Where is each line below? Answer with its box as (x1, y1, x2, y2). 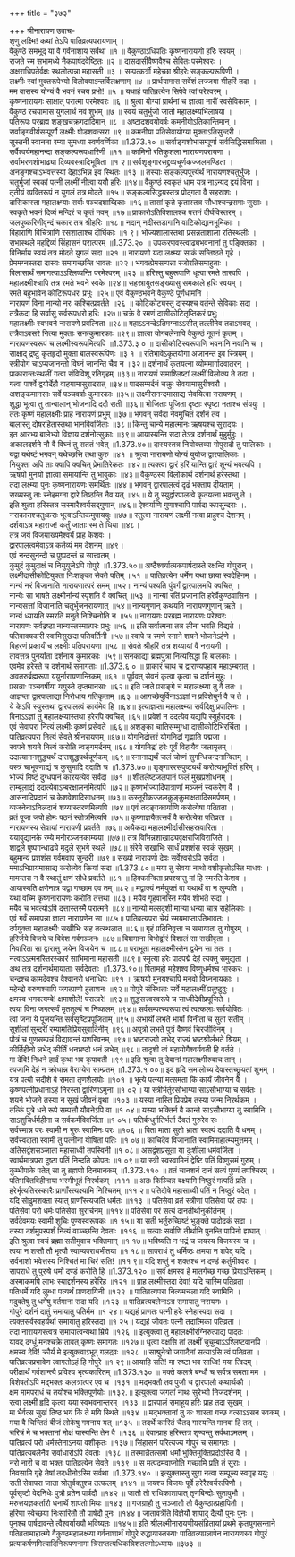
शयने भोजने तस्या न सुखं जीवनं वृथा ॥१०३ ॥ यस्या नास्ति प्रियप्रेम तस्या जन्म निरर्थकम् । (9, 1094, 257, 1105)
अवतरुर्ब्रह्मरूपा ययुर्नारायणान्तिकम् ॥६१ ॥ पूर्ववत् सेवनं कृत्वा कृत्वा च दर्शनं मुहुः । (9, 671, 233, 681)
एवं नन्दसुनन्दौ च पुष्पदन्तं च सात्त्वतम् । (9, 550, 117, 560)
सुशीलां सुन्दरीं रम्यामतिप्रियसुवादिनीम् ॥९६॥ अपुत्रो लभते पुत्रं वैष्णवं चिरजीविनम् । (9, 1024, 233, 1034)
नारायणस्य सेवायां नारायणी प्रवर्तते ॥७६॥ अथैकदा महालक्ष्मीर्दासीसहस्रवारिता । (9, 822, 225, 833)
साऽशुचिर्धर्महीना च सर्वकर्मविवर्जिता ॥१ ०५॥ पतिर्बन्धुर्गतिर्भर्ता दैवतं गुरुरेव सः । (9, 1115, 225, 1125)
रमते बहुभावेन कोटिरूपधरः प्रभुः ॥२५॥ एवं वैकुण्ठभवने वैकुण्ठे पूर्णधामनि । (9, 288, 209, 298)
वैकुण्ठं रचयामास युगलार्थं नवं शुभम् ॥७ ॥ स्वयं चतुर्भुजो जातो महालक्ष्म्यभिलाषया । (9, 107, 232, 117)
